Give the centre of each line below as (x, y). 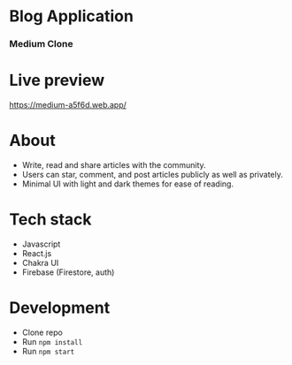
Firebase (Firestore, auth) (68, 272)
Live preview (57, 80)
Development (60, 308)
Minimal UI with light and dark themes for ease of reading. (128, 184)
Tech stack (50, 220)
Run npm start (48, 351)
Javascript (41, 244)
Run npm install (52, 341)
